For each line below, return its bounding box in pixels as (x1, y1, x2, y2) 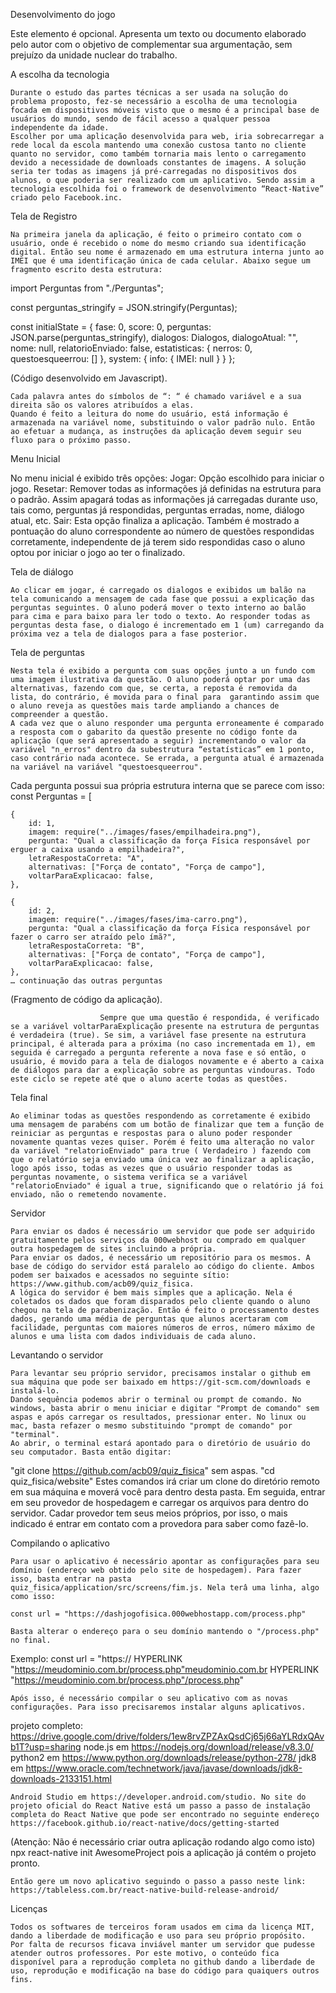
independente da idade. (10, 123, 110, 133)
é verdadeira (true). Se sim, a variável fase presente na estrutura (10, 1030, 307, 1040)
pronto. (10, 1857, 41, 1869)
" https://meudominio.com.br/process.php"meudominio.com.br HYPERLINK (10, 1664, 320, 1675)
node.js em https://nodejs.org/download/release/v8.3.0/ (83, 1741, 314, 1753)
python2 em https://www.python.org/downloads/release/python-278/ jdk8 (10, 1752, 317, 1763)
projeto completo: (10, 1720, 83, 1731)
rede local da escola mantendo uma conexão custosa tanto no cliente (10, 140, 307, 150)
